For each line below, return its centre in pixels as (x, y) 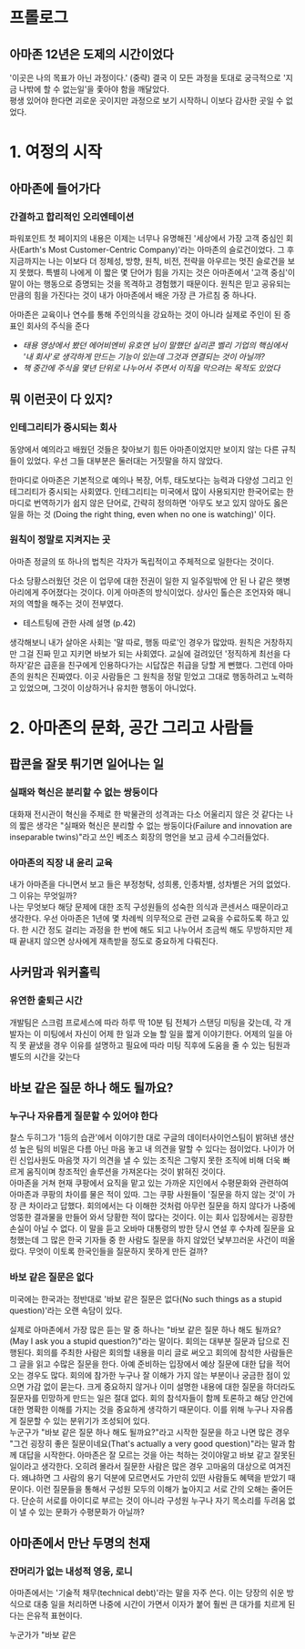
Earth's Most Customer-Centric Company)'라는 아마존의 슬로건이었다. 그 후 (157, 249)
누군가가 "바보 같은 (43, 1635)
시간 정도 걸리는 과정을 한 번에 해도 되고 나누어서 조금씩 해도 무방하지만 (157, 930)
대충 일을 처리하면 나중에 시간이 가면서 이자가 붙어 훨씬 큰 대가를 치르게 (160, 1604)
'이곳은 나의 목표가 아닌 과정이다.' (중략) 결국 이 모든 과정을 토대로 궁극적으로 (145, 78)
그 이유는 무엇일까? (43, 896)
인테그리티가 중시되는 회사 (63, 428)
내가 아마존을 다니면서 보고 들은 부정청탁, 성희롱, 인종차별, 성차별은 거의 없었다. (150, 884)
